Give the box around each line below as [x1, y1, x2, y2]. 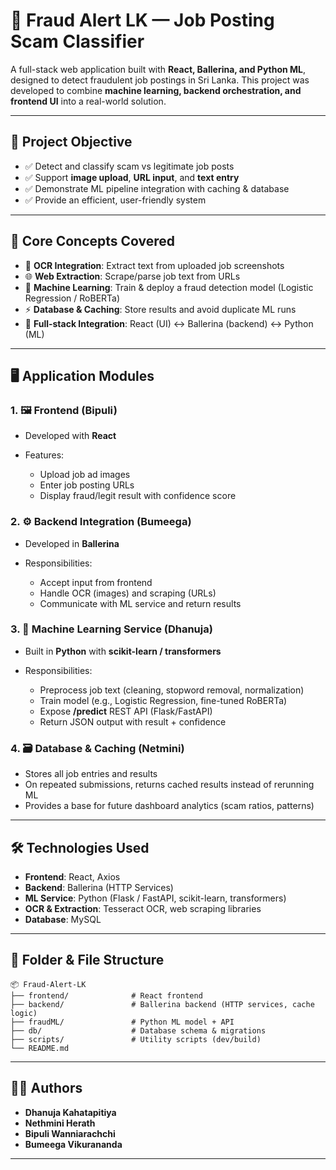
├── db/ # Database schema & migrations [10, 1025, 267, 1036]
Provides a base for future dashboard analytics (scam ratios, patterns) [24, 800, 315, 812]
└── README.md [10, 1043, 70, 1053]
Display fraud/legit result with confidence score [39, 490, 237, 502]
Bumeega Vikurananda [24, 1138, 123, 1150]
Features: [24, 449, 65, 461]
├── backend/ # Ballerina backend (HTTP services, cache [10, 999, 315, 1009]
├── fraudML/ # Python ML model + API [10, 1017, 235, 1027]
